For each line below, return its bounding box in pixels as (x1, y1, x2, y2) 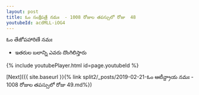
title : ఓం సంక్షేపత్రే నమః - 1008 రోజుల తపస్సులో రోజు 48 (6, 14, 136, 20)
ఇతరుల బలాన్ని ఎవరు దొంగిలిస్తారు (14, 49, 87, 56)
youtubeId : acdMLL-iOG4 (6, 20, 66, 26)
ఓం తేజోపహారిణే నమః (6, 36, 53, 43)
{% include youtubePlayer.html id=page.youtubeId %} (6, 62, 139, 69)
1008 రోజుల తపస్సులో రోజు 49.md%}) (6, 81, 93, 88)
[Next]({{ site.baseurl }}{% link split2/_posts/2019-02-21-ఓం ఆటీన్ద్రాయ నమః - (6, 74, 194, 81)
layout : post (6, 8, 39, 15)
